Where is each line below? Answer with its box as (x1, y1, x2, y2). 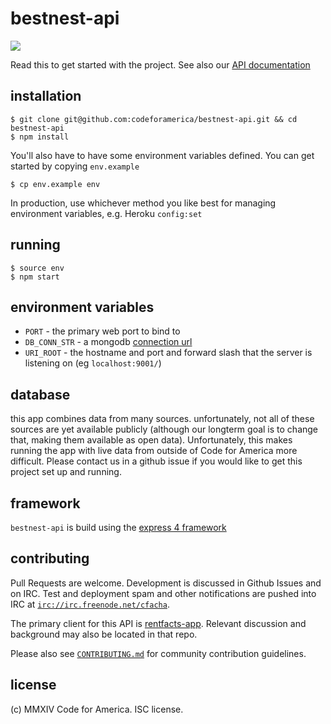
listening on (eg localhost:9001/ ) (24, 357, 162, 369)
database (10, 386, 71, 403)
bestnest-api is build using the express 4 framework (10, 522, 227, 533)
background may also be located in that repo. (10, 628, 198, 640)
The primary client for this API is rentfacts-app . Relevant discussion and (10, 617, 307, 629)
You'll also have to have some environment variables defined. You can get (10, 149, 315, 161)
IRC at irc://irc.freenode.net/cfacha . (10, 598, 170, 610)
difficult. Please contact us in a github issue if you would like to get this (10, 455, 303, 467)
